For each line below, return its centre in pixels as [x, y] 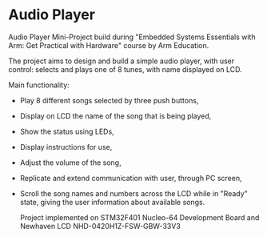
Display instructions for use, [66, 147]
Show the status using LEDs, [67, 131]
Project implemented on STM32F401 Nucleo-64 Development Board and [139, 217]
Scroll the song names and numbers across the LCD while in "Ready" [133, 193]
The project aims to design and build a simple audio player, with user [122, 61]
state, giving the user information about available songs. [112, 202]
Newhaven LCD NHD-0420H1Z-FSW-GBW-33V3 [100, 226]
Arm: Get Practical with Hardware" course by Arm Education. [109, 45]
